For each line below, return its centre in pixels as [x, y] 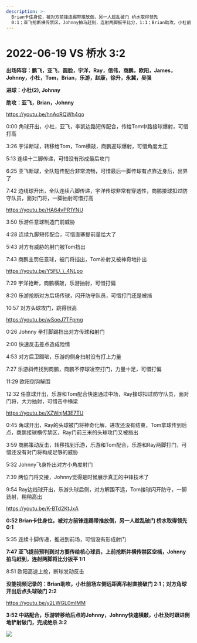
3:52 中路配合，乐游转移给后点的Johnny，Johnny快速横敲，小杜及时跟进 [95, 615]
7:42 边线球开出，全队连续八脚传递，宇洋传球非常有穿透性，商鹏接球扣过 [94, 191]
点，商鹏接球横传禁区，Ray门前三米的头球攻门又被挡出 [72, 432]
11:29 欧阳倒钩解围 [28, 382]
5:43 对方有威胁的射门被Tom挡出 [46, 247]
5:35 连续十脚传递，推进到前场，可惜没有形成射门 [66, 539]
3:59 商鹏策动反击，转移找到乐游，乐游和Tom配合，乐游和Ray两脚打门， [94, 445]
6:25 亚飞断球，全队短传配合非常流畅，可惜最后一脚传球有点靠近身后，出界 [97, 171]
